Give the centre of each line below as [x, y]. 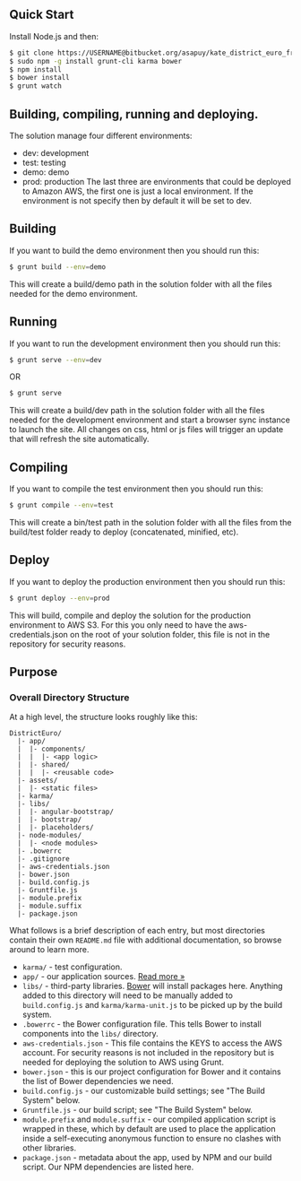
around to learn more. [49, 950]
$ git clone [31, 53]
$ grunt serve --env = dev [56, 360]
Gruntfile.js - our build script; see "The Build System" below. [138, 1110]
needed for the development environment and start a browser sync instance [150, 420]
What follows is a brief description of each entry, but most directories [138, 931]
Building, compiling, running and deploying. [134, 114]
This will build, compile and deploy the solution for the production [130, 615]
